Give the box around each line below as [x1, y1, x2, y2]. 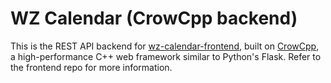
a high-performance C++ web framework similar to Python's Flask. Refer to [10, 50, 322, 62]
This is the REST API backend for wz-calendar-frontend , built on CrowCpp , [10, 40, 320, 52]
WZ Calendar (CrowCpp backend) [10, 7, 298, 30]
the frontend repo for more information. [10, 61, 173, 73]
